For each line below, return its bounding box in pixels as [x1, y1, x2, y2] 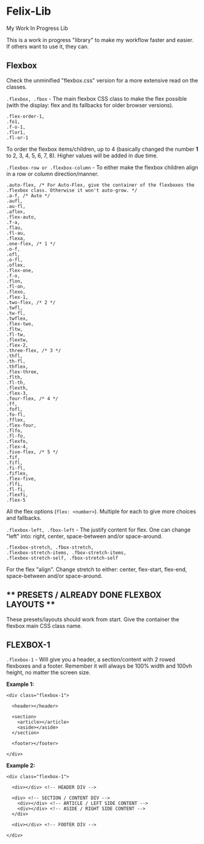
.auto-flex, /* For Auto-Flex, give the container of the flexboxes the [6, 182, 195, 188]
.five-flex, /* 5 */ [6, 449, 59, 455]
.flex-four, [6, 422, 37, 428]
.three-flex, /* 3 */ [6, 347, 62, 353]
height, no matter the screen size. [6, 669, 91, 676]
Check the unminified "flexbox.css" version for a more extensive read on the [6, 76, 199, 84]
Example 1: [6, 680, 35, 688]
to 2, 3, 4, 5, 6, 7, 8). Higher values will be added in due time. [6, 151, 158, 159]
